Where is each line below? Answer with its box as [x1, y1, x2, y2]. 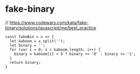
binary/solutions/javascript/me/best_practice [5, 25, 96, 30]
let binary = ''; [9, 43, 46, 48]
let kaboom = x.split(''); [9, 38, 65, 44]
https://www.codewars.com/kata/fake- [9, 20, 89, 25]
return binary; [9, 60, 41, 65]
